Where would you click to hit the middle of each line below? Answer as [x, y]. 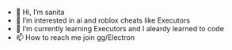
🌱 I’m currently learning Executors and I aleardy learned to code [120, 29]
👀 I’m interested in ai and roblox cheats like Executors [103, 20]
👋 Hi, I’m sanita [40, 12]
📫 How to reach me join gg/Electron [75, 37]
